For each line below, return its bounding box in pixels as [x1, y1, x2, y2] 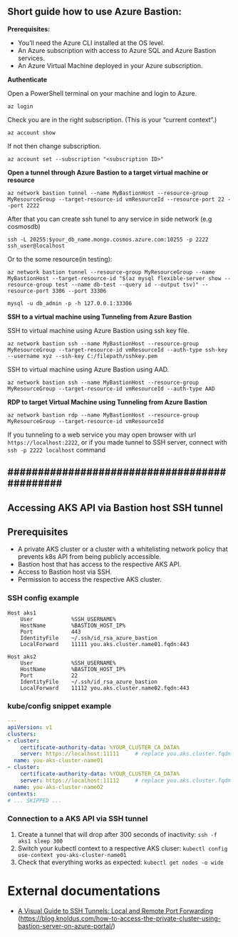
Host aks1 [7, 609, 37, 617]
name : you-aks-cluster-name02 [14, 783, 103, 790]
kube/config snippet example [7, 700, 112, 710]
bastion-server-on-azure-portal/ [17, 921, 113, 930]
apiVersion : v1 [7, 723, 53, 731]
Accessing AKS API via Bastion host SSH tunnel [7, 502, 223, 514]
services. [17, 54, 45, 62]
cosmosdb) [7, 222, 41, 231]
